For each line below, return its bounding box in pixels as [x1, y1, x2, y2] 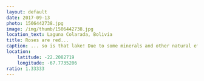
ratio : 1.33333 [6, 65, 45, 72]
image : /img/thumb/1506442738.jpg [6, 26, 94, 32]
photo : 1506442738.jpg [6, 20, 64, 26]
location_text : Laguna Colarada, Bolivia [6, 32, 113, 38]
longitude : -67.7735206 [17, 60, 78, 66]
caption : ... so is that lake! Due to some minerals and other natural [6, 43, 191, 49]
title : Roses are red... [6, 37, 69, 43]
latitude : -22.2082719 [17, 54, 75, 60]
